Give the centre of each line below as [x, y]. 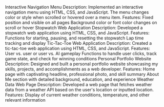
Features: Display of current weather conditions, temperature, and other [77, 95]
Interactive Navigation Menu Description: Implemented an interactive [74, 7]
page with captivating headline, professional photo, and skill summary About [82, 74]
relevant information [25, 100]
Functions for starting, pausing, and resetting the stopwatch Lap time [74, 38]
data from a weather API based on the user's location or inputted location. [79, 90]
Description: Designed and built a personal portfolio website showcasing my [82, 64]
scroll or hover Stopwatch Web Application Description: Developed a [74, 28]
